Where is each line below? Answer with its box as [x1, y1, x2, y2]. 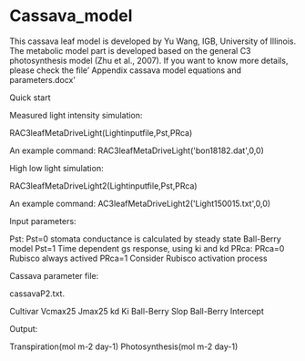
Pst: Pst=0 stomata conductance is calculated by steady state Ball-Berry [9, 233, 282, 244]
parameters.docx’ [9, 74, 76, 85]
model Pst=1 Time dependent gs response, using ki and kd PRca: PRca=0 [9, 242, 285, 253]
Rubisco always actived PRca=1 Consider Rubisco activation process [9, 253, 268, 263]
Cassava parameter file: [9, 270, 99, 281]
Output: [9, 323, 38, 334]
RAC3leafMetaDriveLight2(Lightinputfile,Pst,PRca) [9, 180, 198, 191]
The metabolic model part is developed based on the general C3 [9, 45, 252, 56]
